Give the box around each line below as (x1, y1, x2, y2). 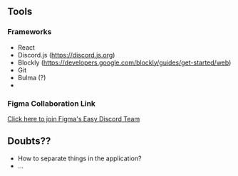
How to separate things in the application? (17, 154, 142, 163)
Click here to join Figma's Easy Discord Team (7, 114, 140, 123)
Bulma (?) (17, 73, 46, 82)
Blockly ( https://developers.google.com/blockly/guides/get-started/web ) (17, 58, 232, 67)
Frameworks (7, 27, 52, 37)
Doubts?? (7, 135, 51, 148)
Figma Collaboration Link (7, 99, 96, 109)
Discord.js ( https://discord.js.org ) (17, 50, 115, 59)
